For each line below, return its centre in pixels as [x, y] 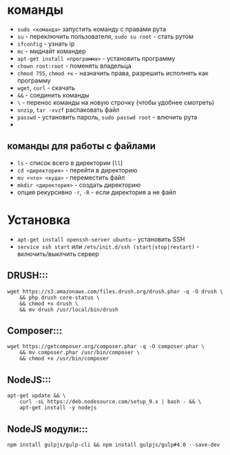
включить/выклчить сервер [58, 253]
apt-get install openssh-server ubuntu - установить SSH [101, 239]
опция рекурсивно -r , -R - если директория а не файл [97, 192]
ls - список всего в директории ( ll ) [70, 163]
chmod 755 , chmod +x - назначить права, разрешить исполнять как [113, 73]
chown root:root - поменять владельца [74, 66]
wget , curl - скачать [46, 88]
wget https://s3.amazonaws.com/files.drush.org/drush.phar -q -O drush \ [115, 291]
